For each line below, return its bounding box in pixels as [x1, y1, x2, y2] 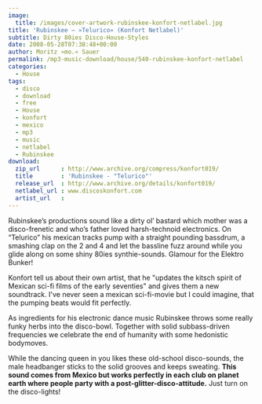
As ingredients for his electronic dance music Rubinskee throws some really [8, 313, 253, 322]
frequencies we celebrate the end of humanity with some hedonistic [8, 329, 229, 339]
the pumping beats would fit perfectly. [8, 298, 132, 307]
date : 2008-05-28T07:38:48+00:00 [8, 41, 118, 49]
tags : [8, 77, 26, 85]
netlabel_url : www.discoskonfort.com [15, 186, 143, 195]
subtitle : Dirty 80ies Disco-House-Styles [8, 33, 149, 42]
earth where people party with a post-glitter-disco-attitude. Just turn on [8, 378, 249, 387]
